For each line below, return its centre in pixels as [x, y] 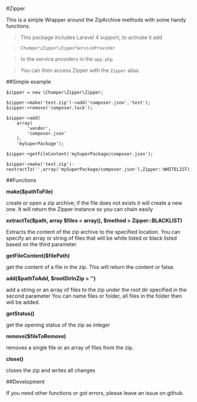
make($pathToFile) [30, 192]
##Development [26, 381]
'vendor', [39, 128]
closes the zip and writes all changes [51, 370]
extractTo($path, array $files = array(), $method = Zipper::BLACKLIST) [94, 220]
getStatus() [21, 314]
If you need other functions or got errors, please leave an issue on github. [95, 393]
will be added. [23, 302]
